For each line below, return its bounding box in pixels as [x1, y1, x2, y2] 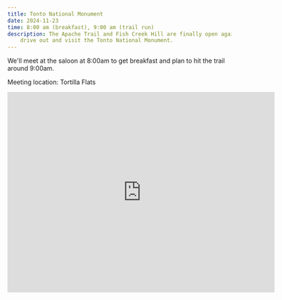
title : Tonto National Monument [7, 10, 103, 18]
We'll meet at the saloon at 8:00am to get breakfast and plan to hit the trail [7, 56, 226, 65]
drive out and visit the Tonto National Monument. [20, 37, 174, 44]
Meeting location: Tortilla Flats [7, 78, 96, 86]
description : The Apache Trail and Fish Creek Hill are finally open [7, 30, 219, 38]
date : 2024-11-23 [7, 17, 59, 24]
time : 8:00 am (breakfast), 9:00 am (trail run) [7, 24, 155, 31]
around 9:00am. [7, 64, 55, 73]
